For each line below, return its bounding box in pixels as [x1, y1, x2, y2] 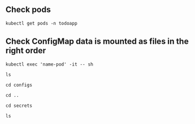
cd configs [5, 82, 33, 88]
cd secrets [5, 103, 33, 109]
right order [5, 45, 46, 56]
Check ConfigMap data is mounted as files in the [5, 37, 189, 47]
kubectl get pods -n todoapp [5, 20, 78, 26]
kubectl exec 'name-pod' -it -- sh [5, 61, 94, 67]
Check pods [5, 5, 51, 15]
